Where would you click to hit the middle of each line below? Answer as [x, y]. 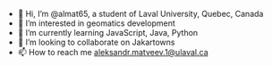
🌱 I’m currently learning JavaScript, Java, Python [108, 33]
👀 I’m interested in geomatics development [97, 23]
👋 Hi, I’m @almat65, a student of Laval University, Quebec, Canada [140, 14]
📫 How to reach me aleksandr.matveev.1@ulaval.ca [113, 52]
